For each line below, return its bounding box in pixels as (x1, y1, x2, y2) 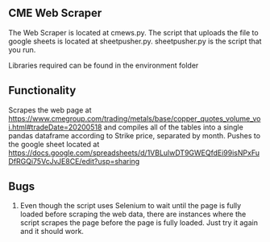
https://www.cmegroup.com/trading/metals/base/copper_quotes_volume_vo (8, 113, 261, 123)
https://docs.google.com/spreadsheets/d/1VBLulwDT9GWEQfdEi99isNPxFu (8, 148, 260, 158)
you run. (8, 44, 36, 55)
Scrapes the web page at (8, 105, 92, 115)
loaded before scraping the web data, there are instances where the (19, 209, 247, 219)
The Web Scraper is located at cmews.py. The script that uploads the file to (8, 27, 260, 37)
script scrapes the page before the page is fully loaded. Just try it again (19, 218, 258, 228)
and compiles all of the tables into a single (103, 122, 243, 132)
